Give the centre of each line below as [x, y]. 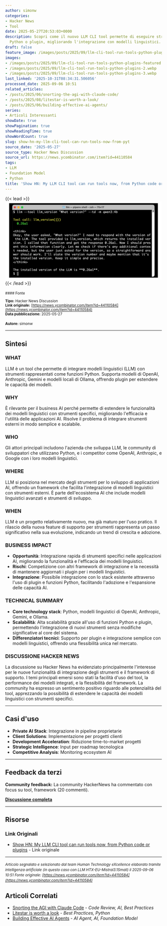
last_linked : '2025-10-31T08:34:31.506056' [51, 79]
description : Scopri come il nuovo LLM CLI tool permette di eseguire [80, 37]
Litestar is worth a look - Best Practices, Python [61, 913]
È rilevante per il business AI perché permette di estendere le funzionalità [80, 409]
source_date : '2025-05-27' [33, 147]
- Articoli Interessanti [31, 115]
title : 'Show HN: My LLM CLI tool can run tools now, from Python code [81, 184]
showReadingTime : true [29, 131]
